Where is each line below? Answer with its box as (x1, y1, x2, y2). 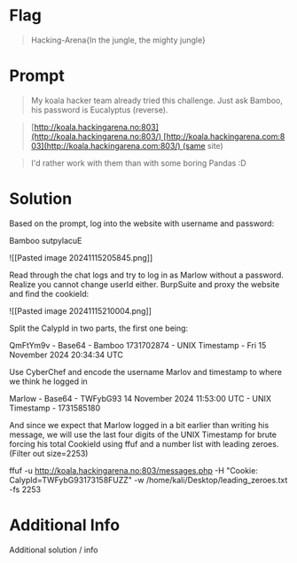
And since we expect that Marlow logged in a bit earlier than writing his (9, 419, 270, 430)
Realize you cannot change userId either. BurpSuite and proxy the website (9, 278, 280, 289)
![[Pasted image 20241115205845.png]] (9, 252, 153, 262)
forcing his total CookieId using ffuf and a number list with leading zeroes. (9, 438, 279, 449)
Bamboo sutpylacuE (9, 235, 82, 246)
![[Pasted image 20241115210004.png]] (9, 305, 152, 316)
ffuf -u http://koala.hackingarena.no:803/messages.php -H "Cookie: (9, 465, 259, 475)
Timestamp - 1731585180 (9, 403, 101, 413)
